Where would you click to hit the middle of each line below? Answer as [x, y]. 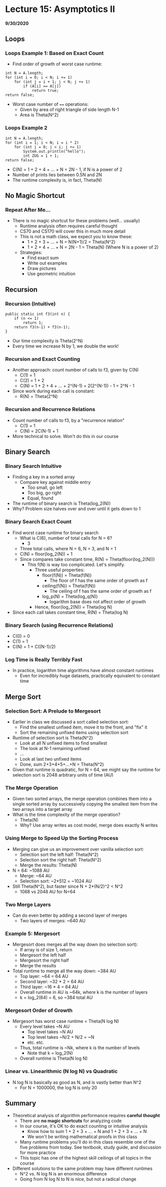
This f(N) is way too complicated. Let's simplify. [76, 564]
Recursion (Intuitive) [30, 304]
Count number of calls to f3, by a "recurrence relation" [68, 420]
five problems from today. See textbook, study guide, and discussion [90, 1147]
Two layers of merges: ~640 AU [53, 920]
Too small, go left [45, 487]
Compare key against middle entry [55, 482]
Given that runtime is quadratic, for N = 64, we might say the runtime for [86, 770]
